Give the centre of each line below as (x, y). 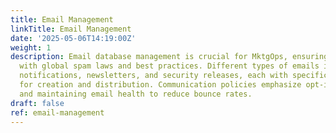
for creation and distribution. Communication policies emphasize (160, 85)
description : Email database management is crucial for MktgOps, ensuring (169, 57)
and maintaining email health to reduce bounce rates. (136, 94)
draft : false (37, 103)
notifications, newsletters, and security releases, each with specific (174, 76)
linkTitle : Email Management (71, 29)
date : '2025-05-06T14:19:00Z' (73, 38)
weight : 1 (31, 47)
